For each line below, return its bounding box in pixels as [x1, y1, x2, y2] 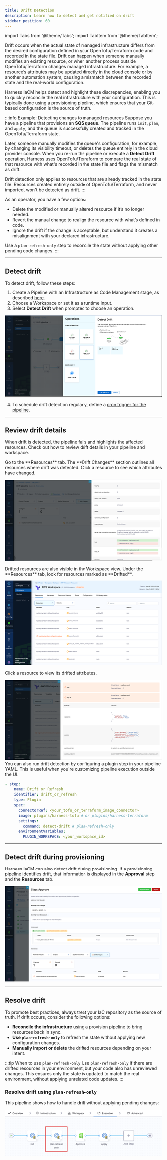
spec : [14, 803, 26, 808]
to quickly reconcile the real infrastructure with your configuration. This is [5, 95, 156, 101]
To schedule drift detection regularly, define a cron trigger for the [12, 401, 146, 407]
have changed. [5, 470, 36, 476]
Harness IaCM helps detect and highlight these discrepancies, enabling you [5, 89, 160, 95]
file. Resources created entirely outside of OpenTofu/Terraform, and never [5, 182, 157, 188]
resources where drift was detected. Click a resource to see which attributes [5, 464, 162, 470]
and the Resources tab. [5, 876, 54, 882]
